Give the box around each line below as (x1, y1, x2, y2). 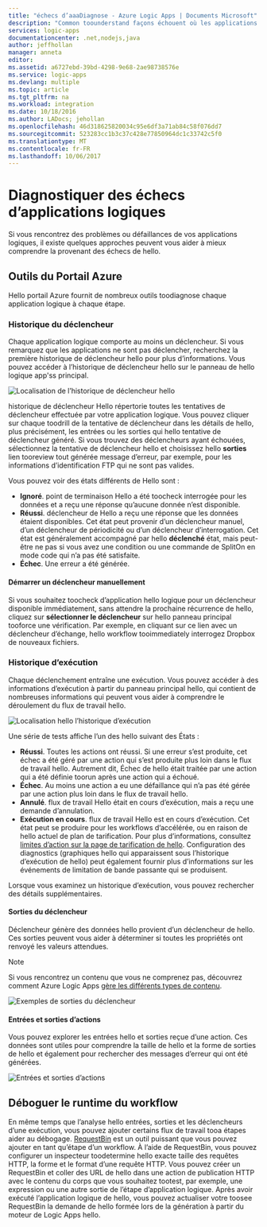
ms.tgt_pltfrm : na (8, 93, 69, 101)
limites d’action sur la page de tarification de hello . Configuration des (19, 840, 246, 849)
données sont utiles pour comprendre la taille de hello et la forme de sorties (8, 1041, 257, 1050)
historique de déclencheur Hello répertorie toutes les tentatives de (8, 402, 226, 411)
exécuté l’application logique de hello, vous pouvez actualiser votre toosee (8, 1194, 253, 1203)
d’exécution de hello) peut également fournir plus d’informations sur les (19, 856, 254, 866)
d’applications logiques (8, 204, 166, 221)
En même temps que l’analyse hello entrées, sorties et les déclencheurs (8, 1117, 243, 1127)
